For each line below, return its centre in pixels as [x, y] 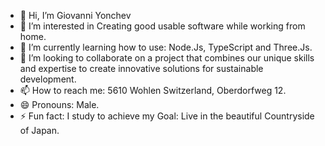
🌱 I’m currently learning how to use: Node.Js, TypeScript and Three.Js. [166, 47]
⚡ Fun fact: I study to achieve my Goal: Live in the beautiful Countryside [167, 116]
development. [48, 79]
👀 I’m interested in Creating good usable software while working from [162, 26]
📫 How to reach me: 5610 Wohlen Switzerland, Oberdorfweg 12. [153, 90]
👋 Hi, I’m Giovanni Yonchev [75, 15]
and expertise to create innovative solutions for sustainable [141, 68]
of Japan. [39, 130]
